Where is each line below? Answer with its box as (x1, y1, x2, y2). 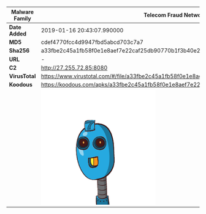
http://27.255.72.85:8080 (40, 64, 108, 71)
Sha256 (9, 47, 30, 54)
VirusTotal (9, 73, 36, 79)
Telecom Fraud (143, 12, 183, 18)
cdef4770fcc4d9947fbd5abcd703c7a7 (40, 39, 144, 46)
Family (13, 15, 32, 22)
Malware (11, 8, 34, 15)
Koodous (9, 81, 32, 89)
